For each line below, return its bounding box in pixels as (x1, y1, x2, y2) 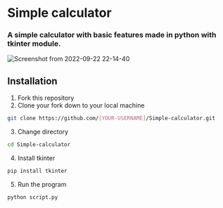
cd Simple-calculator (7, 141, 71, 148)
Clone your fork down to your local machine (17, 101, 145, 110)
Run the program (17, 180, 67, 188)
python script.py (7, 193, 58, 201)
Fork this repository (17, 93, 75, 103)
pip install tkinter (7, 167, 68, 175)
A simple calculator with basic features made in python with (7, 30, 217, 40)
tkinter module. (7, 39, 61, 48)
